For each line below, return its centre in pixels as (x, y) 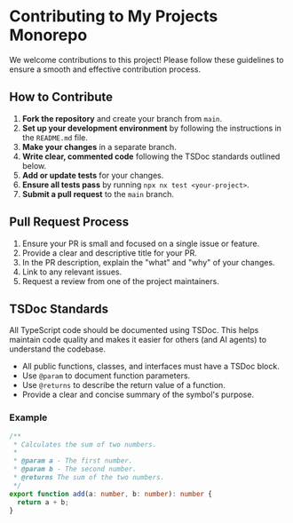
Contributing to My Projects (114, 16)
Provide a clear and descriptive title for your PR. (110, 253)
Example (28, 417)
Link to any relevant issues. (72, 272)
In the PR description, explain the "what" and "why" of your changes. (148, 262)
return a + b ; (43, 502)
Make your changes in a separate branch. (99, 147)
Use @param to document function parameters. (106, 376)
